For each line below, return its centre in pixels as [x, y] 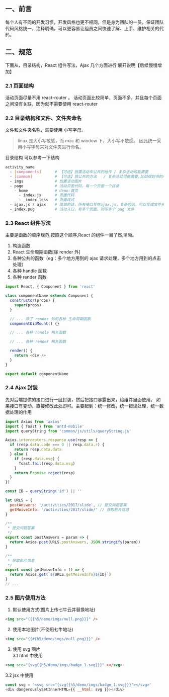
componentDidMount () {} [34, 323]
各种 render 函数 [29, 277]
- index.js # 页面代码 [46, 195]
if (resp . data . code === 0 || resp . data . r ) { [57, 445]
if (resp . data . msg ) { [37, 459]
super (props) [28, 305]
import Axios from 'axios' [33, 421]
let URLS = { [19, 500]
